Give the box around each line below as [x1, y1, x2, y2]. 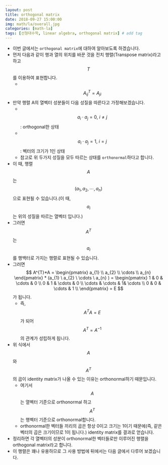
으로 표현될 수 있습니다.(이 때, [12, 195, 71, 201]
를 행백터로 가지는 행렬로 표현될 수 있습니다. [12, 255, 99, 261]
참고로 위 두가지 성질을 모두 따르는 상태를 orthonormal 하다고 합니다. [20, 154, 154, 160]
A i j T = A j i [83, 89, 102, 97]
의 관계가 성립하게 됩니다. [20, 335, 71, 341]
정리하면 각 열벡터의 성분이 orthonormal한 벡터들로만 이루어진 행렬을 [12, 435, 149, 441]
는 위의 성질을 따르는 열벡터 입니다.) [12, 213, 83, 219]
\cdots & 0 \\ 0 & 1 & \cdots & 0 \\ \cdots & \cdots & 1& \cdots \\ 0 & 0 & [16, 280, 161, 286]
